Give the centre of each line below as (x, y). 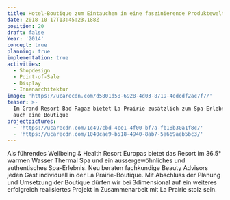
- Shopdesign (32, 70)
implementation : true (38, 58)
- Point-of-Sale (36, 77)
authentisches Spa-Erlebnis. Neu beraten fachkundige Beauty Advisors (108, 168)
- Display (27, 83)
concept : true (27, 45)
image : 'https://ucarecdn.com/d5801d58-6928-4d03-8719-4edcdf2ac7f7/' (110, 96)
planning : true (29, 52)
